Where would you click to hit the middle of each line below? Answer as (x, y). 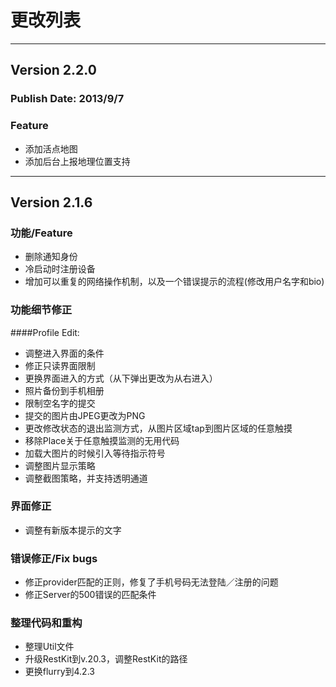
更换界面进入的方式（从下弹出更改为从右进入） (121, 378)
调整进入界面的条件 (64, 353)
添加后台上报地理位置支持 (77, 161)
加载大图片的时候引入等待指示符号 (95, 453)
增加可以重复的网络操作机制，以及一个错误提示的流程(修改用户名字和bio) (174, 282)
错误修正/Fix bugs (54, 558)
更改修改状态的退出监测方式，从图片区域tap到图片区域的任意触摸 (158, 428)
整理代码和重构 (46, 623)
